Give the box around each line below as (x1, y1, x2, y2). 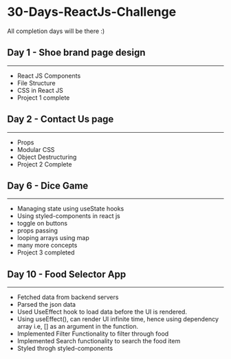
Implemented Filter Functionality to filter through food (16, 329, 169, 338)
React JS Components (16, 72, 81, 80)
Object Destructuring (16, 153, 77, 161)
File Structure (16, 78, 56, 87)
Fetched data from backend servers (16, 293, 119, 301)
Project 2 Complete (16, 160, 72, 168)
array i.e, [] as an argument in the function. (16, 323, 139, 331)
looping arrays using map (16, 234, 89, 242)
